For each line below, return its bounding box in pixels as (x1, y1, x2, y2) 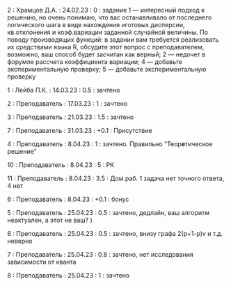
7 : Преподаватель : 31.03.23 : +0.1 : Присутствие (7, 127, 152, 134)
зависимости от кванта (7, 257, 77, 266)
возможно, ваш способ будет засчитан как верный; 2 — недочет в (7, 50, 206, 58)
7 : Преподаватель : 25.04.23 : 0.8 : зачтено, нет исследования (7, 251, 193, 258)
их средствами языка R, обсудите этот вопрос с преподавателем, (7, 43, 205, 51)
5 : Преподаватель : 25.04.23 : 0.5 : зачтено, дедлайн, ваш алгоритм (7, 209, 210, 216)
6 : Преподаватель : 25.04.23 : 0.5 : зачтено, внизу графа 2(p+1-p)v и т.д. (7, 230, 223, 237)
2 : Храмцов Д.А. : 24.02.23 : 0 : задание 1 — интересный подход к (7, 6, 205, 14)
